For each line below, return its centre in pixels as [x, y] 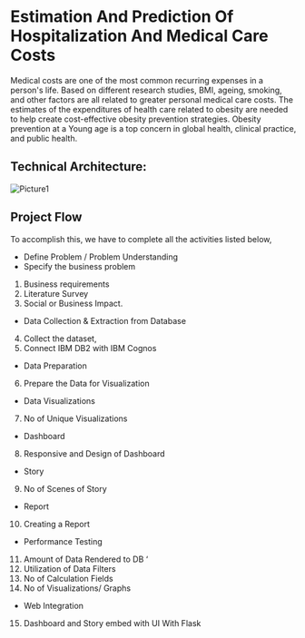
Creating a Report [56, 524]
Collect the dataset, [60, 339]
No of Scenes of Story [65, 488]
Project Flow [46, 217]
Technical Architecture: [79, 167]
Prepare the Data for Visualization [86, 383]
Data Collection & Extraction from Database [105, 320]
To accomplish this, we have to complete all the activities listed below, [141, 239]
